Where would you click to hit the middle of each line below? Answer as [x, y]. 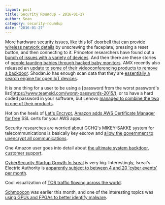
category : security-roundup [34, 23]
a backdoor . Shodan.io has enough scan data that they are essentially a [78, 73]
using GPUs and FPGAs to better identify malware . [56, 198]
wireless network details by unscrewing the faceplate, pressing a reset [77, 47]
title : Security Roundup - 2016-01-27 [45, 14]
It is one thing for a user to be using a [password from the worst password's [82, 88]
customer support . [24, 153]
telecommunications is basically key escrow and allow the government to [79, 133]
